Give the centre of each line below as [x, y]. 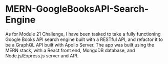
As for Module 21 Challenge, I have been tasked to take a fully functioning [83, 34]
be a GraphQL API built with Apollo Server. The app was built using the [80, 45]
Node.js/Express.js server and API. [42, 56]
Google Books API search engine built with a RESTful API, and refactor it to [84, 39]
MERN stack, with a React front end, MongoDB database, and [70, 50]
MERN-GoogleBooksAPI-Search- [77, 9]
